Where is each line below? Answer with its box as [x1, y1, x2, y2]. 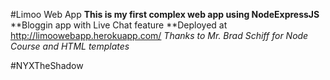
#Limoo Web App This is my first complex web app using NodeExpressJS [10, 9, 320, 20]
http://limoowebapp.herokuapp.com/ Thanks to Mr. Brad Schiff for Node [10, 30, 309, 41]
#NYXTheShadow [10, 60, 84, 71]
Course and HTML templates [10, 40, 130, 52]
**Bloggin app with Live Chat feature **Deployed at [10, 19, 228, 31]
